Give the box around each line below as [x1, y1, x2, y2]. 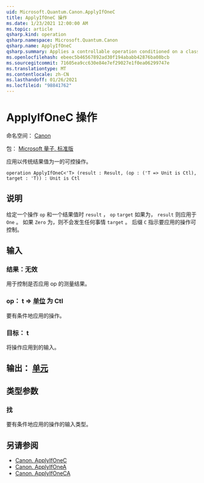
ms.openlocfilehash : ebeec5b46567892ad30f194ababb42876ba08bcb [6, 54, 170, 60]
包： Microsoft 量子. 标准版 [6, 144, 74, 152]
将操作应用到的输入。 [6, 344, 59, 351]
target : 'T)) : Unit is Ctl [6, 175, 80, 182]
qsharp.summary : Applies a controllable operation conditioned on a [6, 49, 183, 55]
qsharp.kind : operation [6, 32, 67, 38]
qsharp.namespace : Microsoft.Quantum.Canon [6, 37, 118, 43]
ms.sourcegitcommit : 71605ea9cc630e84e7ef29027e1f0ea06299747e [6, 60, 170, 66]
